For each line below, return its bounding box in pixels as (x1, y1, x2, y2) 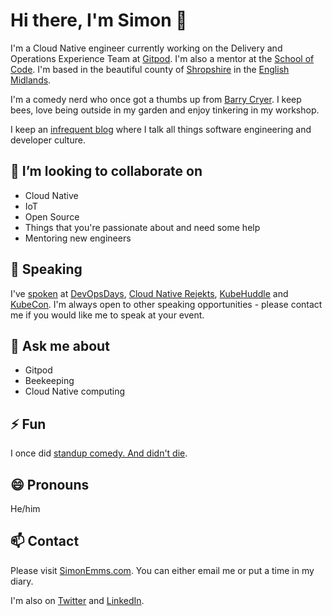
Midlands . (10, 74, 52, 86)
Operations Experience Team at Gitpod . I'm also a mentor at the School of (10, 52, 315, 64)
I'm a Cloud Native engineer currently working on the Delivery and (10, 42, 283, 54)
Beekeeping (24, 375, 75, 387)
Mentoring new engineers (24, 232, 132, 244)
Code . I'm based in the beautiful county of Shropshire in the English (10, 63, 290, 75)
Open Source (24, 210, 80, 223)
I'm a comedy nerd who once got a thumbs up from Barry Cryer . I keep (10, 93, 302, 105)
